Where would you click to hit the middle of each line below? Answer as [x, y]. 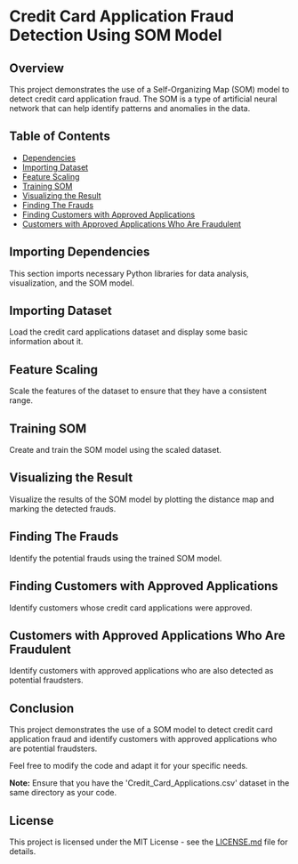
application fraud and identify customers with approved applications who [143, 739]
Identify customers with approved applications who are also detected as [141, 671]
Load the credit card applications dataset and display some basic [129, 332]
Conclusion [42, 708]
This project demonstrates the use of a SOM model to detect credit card [141, 730]
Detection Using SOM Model [116, 35]
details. [23, 851]
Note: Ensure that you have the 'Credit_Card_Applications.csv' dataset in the [149, 783]
